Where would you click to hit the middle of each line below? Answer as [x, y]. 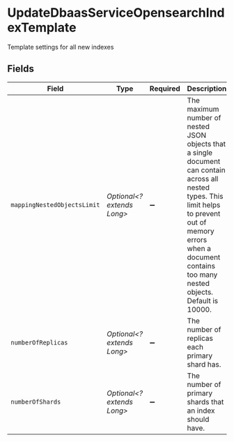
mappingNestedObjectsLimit [55, 205]
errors [197, 240]
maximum [203, 109]
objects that [206, 144]
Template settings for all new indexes [61, 47]
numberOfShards [36, 402]
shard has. [204, 364]
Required [165, 89]
